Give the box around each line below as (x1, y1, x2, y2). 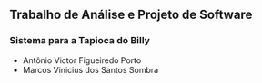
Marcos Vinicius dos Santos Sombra (22, 64, 159, 75)
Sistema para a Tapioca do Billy (9, 34, 150, 47)
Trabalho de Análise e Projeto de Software (9, 7, 253, 23)
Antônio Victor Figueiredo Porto (22, 54, 142, 66)
